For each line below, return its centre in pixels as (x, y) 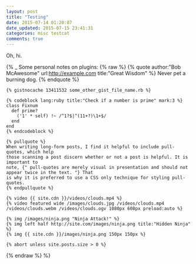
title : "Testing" (27, 17)
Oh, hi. (14, 56)
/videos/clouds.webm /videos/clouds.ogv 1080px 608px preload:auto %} (94, 209)
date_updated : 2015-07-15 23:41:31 (50, 28)
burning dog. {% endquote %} (43, 79)
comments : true (25, 39)
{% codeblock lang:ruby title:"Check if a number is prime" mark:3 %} (94, 101)
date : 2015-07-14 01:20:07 (39, 22)
